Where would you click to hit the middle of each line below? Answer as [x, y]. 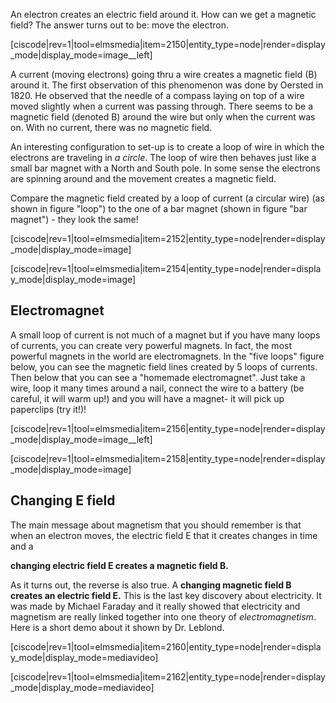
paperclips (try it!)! [48, 409]
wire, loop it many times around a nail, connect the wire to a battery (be [157, 388]
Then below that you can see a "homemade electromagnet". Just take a [158, 377]
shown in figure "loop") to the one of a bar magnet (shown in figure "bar [159, 208]
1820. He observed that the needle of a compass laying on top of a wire [157, 95]
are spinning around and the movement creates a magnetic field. [143, 178]
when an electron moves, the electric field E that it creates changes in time [164, 535]
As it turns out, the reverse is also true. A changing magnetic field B [151, 585]
